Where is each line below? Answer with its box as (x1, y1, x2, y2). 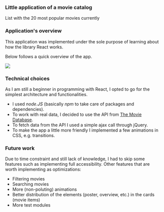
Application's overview (5, 28, 62, 35)
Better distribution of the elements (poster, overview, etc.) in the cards (12, 192, 155, 198)
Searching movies (12, 181, 49, 187)
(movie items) (12, 197, 40, 203)
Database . (12, 116, 33, 122)
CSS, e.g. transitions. (12, 132, 55, 138)
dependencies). (12, 106, 44, 112)
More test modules (12, 202, 51, 208)
